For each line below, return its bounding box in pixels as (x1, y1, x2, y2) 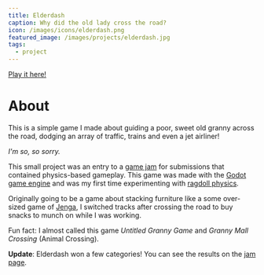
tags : (8, 41, 26, 49)
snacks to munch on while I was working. (8, 210, 141, 220)
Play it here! (8, 70, 47, 79)
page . (8, 257, 27, 267)
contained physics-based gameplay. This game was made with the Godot (8, 170, 247, 179)
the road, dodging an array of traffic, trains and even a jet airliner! (8, 131, 220, 141)
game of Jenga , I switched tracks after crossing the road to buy (27, 202, 233, 211)
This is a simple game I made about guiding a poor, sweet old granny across (8, 123, 255, 132)
